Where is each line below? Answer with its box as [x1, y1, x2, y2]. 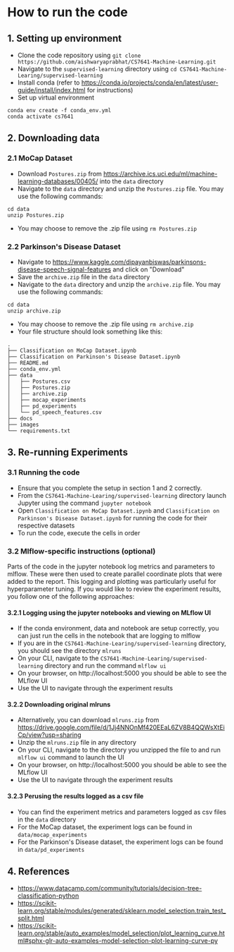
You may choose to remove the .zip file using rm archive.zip [17, 319, 194, 328]
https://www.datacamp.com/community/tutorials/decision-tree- [17, 884, 202, 893]
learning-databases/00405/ [17, 177, 98, 185]
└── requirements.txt [7, 427, 71, 434]
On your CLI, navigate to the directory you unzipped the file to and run [17, 745, 221, 755]
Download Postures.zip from [17, 169, 102, 178]
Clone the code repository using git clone [17, 51, 141, 59]
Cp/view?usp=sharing [17, 731, 82, 739]
